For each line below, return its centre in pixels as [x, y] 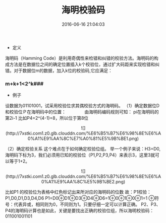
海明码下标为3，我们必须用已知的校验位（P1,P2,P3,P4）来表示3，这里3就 [80, 155]
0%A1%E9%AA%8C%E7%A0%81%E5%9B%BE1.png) [83, 139]
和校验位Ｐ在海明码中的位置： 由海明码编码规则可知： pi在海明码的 [82, 112]
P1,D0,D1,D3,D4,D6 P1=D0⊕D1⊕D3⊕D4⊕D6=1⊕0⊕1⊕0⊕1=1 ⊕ [80, 198]
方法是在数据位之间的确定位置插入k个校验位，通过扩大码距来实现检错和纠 [84, 64]
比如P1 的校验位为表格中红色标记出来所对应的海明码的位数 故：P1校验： [78, 192]
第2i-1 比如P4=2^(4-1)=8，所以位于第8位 [47, 118]
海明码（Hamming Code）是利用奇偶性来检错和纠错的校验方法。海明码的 [80, 58]
